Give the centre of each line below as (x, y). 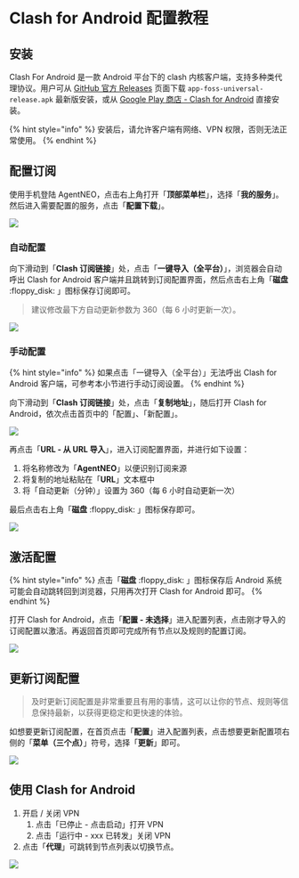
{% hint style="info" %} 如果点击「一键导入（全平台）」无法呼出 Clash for (143, 373)
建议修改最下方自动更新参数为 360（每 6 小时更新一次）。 (136, 310)
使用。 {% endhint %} (57, 140)
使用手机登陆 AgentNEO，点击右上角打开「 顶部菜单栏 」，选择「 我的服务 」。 (146, 194)
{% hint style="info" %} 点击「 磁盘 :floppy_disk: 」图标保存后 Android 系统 (146, 581)
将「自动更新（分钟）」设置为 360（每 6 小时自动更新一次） (131, 491)
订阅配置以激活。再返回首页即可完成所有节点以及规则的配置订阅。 (130, 631)
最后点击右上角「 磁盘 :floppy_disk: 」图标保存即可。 (105, 509)
